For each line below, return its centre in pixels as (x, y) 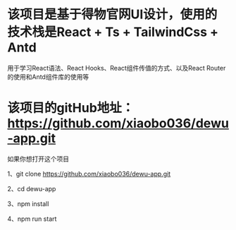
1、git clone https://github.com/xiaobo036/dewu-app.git (89, 174)
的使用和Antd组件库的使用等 (48, 77)
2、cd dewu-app (32, 188)
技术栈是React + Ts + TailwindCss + (113, 32)
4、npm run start (32, 219)
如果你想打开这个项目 (38, 159)
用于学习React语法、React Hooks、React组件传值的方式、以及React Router (117, 68)
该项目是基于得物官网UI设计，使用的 (112, 14)
